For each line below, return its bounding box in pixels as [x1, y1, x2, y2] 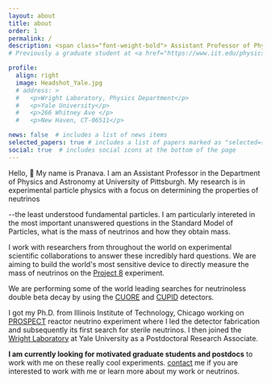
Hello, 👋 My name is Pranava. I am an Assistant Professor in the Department [8, 168, 261, 177]
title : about [8, 19, 52, 27]
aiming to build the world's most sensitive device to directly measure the [8, 259, 249, 269]
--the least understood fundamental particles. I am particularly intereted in [8, 209, 256, 219]
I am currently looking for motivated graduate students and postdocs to [8, 349, 253, 359]
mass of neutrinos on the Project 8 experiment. [8, 268, 165, 278]
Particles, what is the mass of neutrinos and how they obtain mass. [8, 227, 231, 236]
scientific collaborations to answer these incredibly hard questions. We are [8, 251, 256, 261]
